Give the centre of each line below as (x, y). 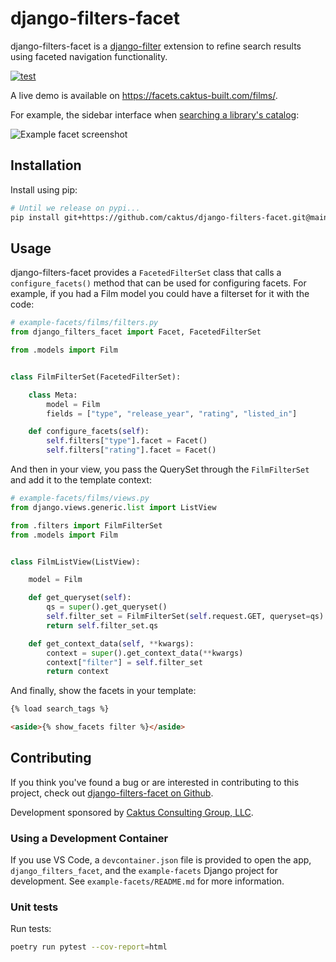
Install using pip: (44, 189)
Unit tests (34, 907)
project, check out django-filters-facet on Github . (112, 793)
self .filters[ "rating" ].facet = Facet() (131, 450)
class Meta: (53, 395)
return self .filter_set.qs (102, 625)
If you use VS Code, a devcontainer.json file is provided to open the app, (161, 860)
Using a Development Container (89, 838)
